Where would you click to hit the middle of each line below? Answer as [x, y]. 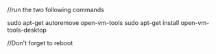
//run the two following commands [56, 10]
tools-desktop [27, 30]
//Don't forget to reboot [40, 43]
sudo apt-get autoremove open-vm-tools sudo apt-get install [93, 23]
